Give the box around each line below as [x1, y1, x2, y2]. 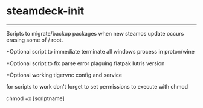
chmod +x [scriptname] [6, 95, 65, 102]
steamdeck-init [6, 4, 85, 18]
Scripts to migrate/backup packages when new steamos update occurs [6, 30, 184, 37]
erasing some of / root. [6, 36, 63, 43]
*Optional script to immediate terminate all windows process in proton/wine [6, 48, 195, 55]
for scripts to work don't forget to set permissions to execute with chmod [6, 83, 188, 90]
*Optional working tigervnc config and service [6, 71, 123, 78]
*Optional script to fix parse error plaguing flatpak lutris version [6, 59, 165, 67]
